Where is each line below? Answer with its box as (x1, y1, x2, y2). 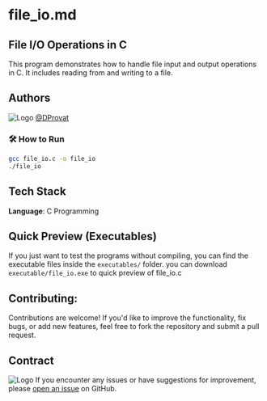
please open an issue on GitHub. (8, 384, 117, 394)
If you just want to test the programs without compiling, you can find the (8, 251, 249, 260)
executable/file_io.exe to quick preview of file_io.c (8, 268, 182, 278)
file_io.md (8, 6, 77, 24)
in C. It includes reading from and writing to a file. (8, 68, 173, 78)
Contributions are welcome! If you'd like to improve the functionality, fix (8, 313, 247, 323)
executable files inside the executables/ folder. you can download (8, 260, 228, 269)
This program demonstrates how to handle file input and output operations (8, 59, 257, 69)
